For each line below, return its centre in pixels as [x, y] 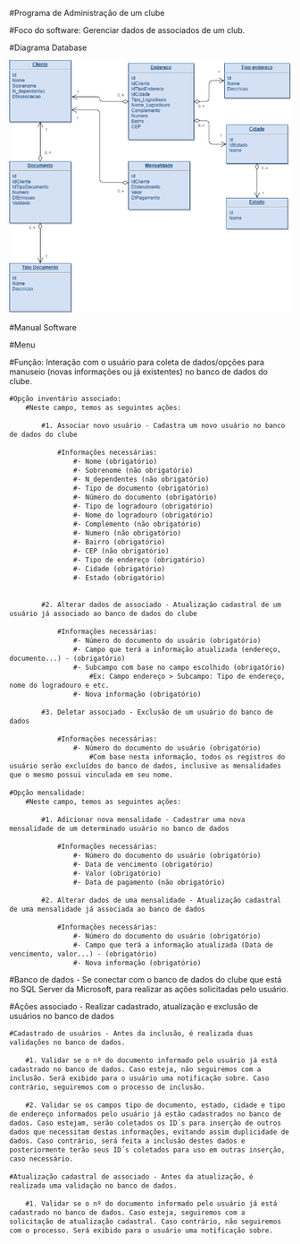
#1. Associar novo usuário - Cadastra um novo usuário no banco [163, 426]
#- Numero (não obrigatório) [127, 533]
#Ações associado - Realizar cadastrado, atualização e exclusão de [134, 1007]
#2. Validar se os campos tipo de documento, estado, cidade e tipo [155, 1105]
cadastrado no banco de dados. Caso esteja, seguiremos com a [127, 1213]
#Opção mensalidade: [48, 793]
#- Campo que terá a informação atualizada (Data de [173, 945]
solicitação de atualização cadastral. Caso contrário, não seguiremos [145, 1222]
